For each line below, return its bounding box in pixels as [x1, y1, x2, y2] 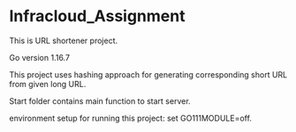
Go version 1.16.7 [9, 52, 71, 62]
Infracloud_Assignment [9, 6, 186, 26]
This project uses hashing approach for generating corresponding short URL [9, 69, 288, 80]
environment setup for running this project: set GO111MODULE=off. [9, 113, 252, 123]
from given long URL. [9, 78, 87, 89]
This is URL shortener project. [9, 35, 118, 46]
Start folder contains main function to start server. [9, 95, 192, 106]
